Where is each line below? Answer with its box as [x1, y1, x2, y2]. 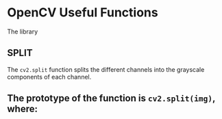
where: [7, 103, 38, 115]
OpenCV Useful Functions [7, 5, 159, 21]
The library [7, 27, 38, 36]
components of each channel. [7, 72, 92, 81]
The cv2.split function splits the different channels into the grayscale [7, 65, 205, 73]
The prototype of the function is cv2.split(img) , [7, 92, 216, 104]
